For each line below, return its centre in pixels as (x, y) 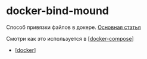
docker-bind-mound (57, 11)
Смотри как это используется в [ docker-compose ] (70, 38)
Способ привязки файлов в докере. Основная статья (73, 27)
